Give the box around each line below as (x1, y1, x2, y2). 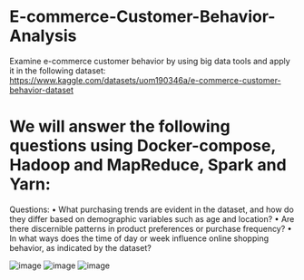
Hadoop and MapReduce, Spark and (9, 155, 288, 176)
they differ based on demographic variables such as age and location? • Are (9, 213, 295, 224)
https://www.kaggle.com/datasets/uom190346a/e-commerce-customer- (9, 74, 281, 85)
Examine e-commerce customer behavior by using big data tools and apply (9, 55, 290, 66)
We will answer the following (9, 116, 230, 137)
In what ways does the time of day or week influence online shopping (9, 233, 270, 244)
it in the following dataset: (9, 65, 106, 76)
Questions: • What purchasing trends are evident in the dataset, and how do (9, 204, 295, 215)
